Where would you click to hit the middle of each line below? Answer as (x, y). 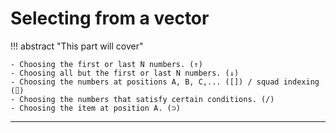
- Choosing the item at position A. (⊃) (96, 108)
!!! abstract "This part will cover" (77, 46)
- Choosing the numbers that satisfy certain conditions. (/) (142, 99)
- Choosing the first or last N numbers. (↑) (106, 64)
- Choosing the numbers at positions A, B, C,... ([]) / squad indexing (165, 82)
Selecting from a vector (110, 18)
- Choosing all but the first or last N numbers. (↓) (125, 73)
